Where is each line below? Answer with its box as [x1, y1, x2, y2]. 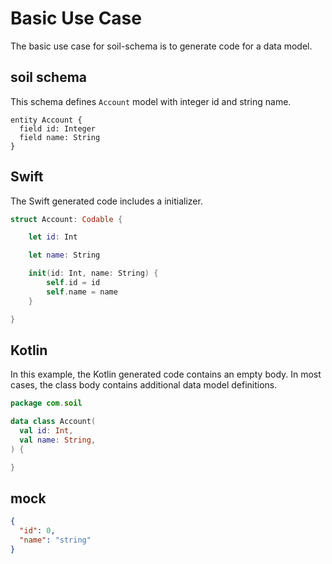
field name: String [19, 132, 101, 142]
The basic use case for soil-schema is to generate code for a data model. [10, 40, 313, 52]
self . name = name [46, 287, 118, 297]
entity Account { [10, 115, 83, 125]
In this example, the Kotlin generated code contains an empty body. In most [10, 368, 322, 381]
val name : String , [19, 435, 97, 445]
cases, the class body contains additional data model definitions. [10, 379, 278, 391]
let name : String [28, 250, 101, 261]
